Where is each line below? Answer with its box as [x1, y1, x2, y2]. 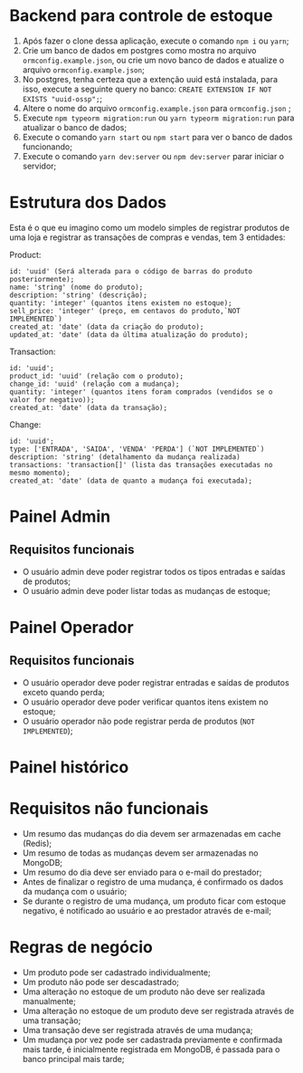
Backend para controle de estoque [9, 5, 273, 26]
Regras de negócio [9, 937, 154, 958]
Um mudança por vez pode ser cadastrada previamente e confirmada [22, 1034, 283, 1045]
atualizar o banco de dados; [22, 121, 128, 132]
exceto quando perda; [22, 686, 106, 697]
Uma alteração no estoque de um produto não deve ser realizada [22, 986, 265, 997]
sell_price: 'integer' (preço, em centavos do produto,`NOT [9, 306, 241, 315]
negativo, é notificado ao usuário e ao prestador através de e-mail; [22, 905, 271, 915]
